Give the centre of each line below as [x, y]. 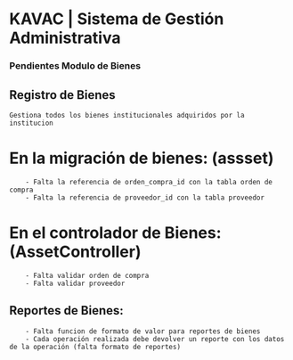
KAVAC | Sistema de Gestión [117, 19]
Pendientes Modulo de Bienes [75, 66]
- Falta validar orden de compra [87, 275]
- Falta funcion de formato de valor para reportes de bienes [143, 331]
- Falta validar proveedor [75, 283]
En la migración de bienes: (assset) [142, 158]
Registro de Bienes [62, 95]
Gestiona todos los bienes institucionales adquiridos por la [127, 115]
